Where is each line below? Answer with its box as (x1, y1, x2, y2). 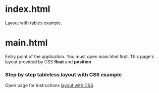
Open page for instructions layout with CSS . (5, 83, 95, 89)
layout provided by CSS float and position (5, 58, 92, 65)
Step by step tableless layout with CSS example (5, 71, 122, 78)
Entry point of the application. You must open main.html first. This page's (5, 53, 155, 59)
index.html (5, 3, 51, 15)
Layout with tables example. (5, 20, 62, 26)
